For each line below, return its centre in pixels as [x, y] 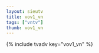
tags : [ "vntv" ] [25, 22]
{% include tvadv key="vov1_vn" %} [49, 44]
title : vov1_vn [25, 17]
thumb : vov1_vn [25, 28]
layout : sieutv [25, 11]
